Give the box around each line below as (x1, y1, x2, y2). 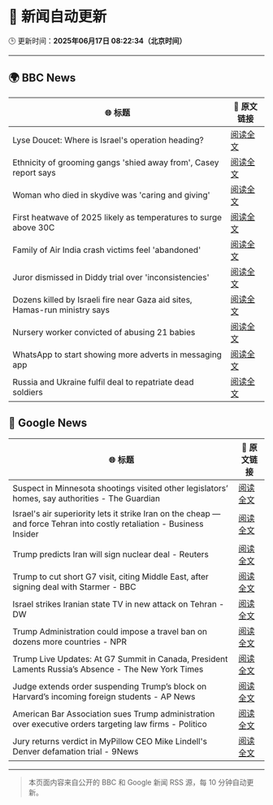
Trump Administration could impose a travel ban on (12, 625, 207, 637)
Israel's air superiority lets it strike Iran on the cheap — (12, 507, 221, 519)
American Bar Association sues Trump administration (12, 708, 215, 720)
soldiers (12, 386, 43, 398)
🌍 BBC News (8, 71, 76, 85)
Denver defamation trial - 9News (12, 746, 139, 757)
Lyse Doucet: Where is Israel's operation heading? (12, 134, 205, 146)
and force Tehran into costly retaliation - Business (12, 518, 204, 529)
